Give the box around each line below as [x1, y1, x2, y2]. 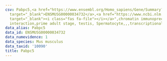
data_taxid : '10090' [5, 44, 48, 49]
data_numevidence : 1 [5, 35, 48, 40]
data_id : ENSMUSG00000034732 [5, 30, 66, 35]
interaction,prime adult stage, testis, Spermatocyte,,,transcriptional [9, 21, 164, 26]
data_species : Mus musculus [5, 39, 64, 44]
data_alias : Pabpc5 [5, 26, 46, 30]
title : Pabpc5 [5, 48, 35, 53]
